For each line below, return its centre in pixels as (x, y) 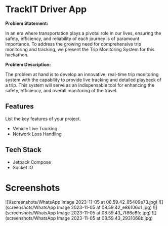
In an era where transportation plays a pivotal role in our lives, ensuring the (83, 33)
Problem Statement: (27, 23)
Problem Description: (28, 64)
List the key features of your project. (43, 119)
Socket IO (23, 167)
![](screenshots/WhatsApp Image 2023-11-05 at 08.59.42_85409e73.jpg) (81, 202)
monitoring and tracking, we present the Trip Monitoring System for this (80, 49)
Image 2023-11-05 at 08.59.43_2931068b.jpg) (105, 218)
